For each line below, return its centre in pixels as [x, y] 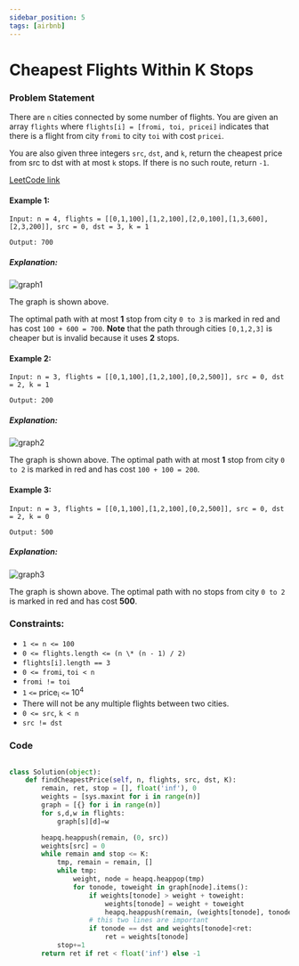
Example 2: [30, 358]
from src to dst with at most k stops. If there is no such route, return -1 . [139, 162]
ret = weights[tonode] [147, 937]
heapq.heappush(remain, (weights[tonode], [185, 912]
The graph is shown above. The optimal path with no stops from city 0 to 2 [147, 591]
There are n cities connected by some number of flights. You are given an [144, 117]
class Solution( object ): [55, 772]
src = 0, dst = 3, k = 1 [103, 227]
